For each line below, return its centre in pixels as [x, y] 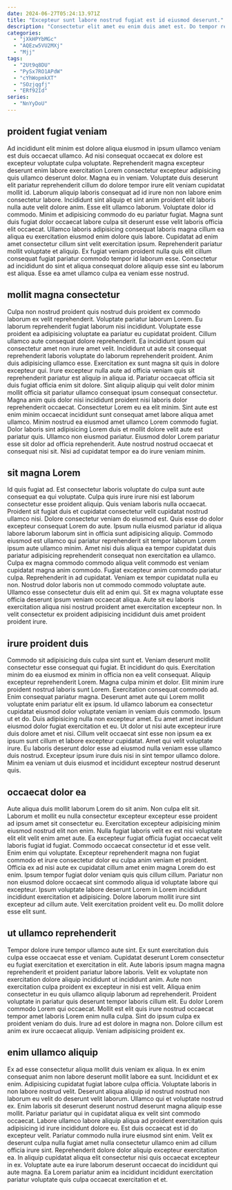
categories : [24, 33]
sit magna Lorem [44, 473]
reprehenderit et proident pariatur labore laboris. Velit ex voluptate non [108, 971]
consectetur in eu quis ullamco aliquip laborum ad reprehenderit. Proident [112, 994]
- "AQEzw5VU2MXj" [38, 46]
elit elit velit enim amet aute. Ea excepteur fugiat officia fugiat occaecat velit [115, 838]
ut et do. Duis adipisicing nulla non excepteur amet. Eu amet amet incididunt [115, 719]
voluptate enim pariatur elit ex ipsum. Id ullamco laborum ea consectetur [110, 704]
